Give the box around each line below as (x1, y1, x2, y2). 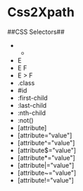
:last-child (17, 101, 47, 109)
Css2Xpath (7, 4, 75, 20)
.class (17, 78, 35, 87)
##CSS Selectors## (7, 27, 65, 36)
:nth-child (17, 109, 46, 117)
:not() (17, 116, 34, 124)
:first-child (17, 93, 48, 102)
